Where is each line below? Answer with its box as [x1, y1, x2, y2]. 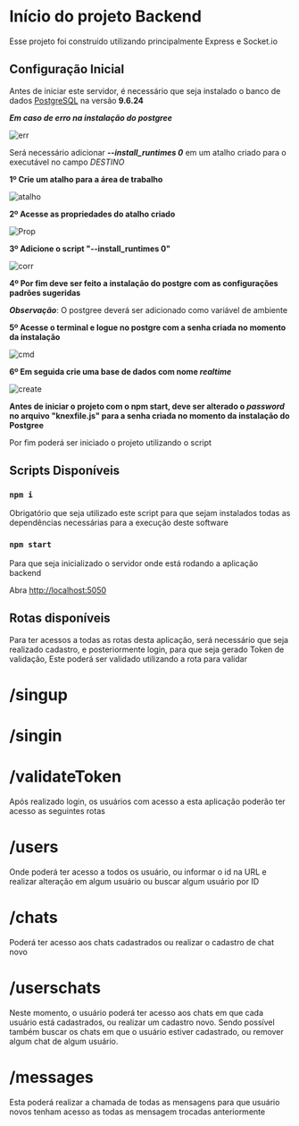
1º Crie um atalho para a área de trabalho [9, 174, 163, 184]
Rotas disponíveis [9, 611, 111, 626]
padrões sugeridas [9, 287, 81, 298]
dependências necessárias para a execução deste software [9, 517, 229, 529]
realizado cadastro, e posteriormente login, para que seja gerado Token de [9, 644, 285, 655]
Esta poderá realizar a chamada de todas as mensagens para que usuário [9, 1096, 280, 1107]
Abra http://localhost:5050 [9, 584, 107, 596]
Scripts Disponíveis [9, 463, 120, 478]
